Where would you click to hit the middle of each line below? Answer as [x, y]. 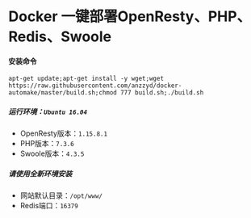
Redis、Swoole [60, 37]
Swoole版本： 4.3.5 [52, 153]
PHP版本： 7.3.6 [47, 144]
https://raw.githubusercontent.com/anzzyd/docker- [95, 86]
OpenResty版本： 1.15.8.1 [63, 133]
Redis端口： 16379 [49, 206]
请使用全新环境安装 [40, 174]
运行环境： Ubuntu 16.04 [48, 111]
